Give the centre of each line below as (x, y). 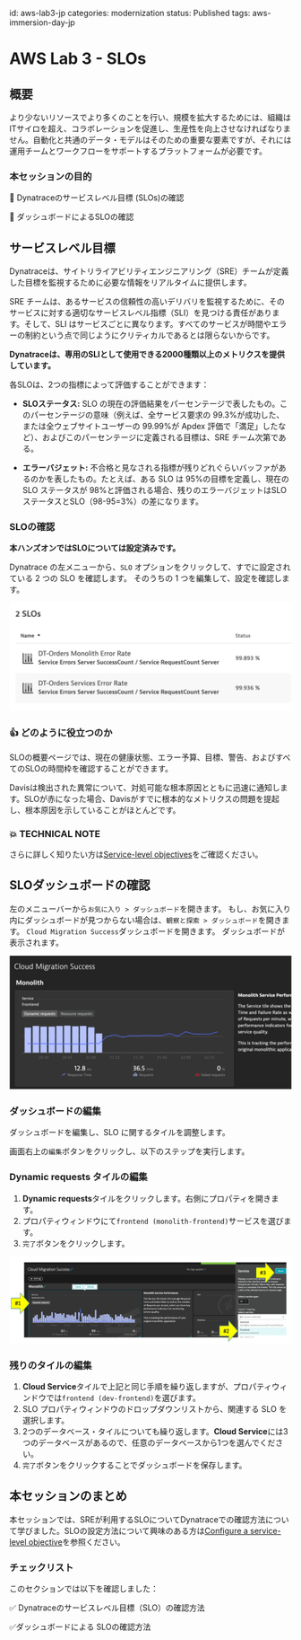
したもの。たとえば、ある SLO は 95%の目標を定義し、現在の (175, 479)
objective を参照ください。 (77, 1542)
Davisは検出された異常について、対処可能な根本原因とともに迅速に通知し (145, 787)
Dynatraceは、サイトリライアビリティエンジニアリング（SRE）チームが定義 (149, 271)
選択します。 (46, 1420)
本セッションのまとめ (68, 1496)
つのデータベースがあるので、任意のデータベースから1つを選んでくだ (149, 1442)
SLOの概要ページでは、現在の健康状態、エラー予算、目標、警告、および (142, 757)
